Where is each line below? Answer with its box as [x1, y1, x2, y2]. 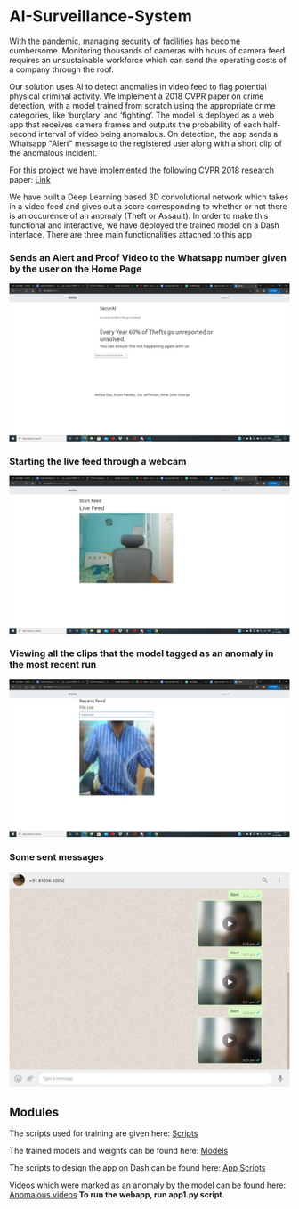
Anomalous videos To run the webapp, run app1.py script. [9, 1189, 225, 1200]
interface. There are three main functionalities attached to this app [9, 229, 252, 239]
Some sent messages [9, 851, 104, 864]
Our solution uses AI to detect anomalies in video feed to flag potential [9, 81, 267, 92]
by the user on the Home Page [9, 263, 142, 275]
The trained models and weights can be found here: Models [9, 1146, 229, 1156]
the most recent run [9, 659, 97, 671]
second [9, 128, 37, 139]
